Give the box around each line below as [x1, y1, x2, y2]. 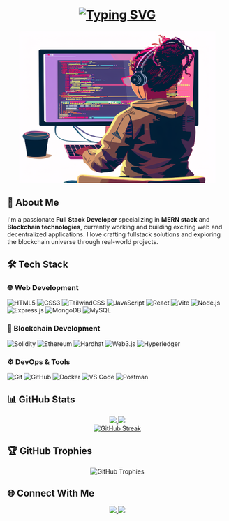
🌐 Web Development [7, 283, 79, 293]
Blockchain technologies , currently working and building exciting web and [7, 222, 223, 231]
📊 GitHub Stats [7, 394, 75, 406]
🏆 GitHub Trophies [7, 445, 93, 457]
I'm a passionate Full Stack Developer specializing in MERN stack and [7, 215, 210, 223]
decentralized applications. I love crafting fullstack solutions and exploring [7, 230, 221, 239]
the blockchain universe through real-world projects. [7, 237, 158, 246]
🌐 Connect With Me [7, 488, 95, 499]
